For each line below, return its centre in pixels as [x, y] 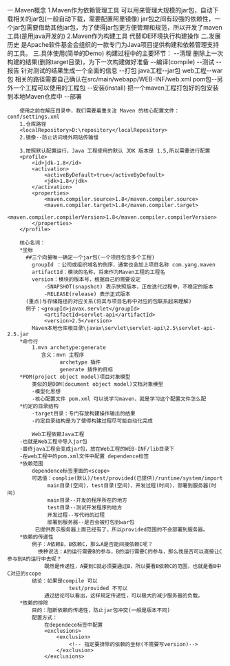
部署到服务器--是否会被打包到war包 [91, 522]
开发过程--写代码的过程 [76, 515]
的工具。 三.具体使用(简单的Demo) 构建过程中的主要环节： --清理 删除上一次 [115, 53]
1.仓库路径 [33, 124]
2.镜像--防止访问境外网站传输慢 [59, 137]
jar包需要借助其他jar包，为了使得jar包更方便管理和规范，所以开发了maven [117, 27]
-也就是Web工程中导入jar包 [53, 442]
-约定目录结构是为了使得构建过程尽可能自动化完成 [92, 421]
